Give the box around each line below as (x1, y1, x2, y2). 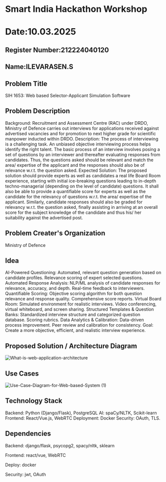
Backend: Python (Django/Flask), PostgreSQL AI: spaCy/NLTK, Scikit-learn (5, 410, 157, 416)
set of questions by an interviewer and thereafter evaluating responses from (5, 151, 161, 157)
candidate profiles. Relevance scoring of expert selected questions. (5, 275, 143, 281)
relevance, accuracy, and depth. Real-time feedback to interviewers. (5, 286, 145, 291)
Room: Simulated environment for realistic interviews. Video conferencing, (5, 301, 157, 307)
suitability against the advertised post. (5, 214, 83, 221)
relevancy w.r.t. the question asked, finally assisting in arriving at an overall (5, 204, 158, 210)
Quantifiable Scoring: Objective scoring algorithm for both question (5, 290, 142, 296)
